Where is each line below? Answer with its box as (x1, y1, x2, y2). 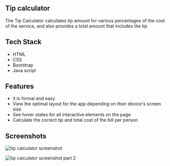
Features (5, 82, 34, 91)
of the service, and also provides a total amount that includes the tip (5, 23, 148, 29)
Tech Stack (5, 38, 42, 46)
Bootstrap (12, 62, 33, 68)
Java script (12, 67, 37, 73)
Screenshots (5, 131, 47, 140)
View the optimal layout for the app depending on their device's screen (12, 101, 161, 107)
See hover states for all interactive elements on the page (12, 112, 131, 118)
